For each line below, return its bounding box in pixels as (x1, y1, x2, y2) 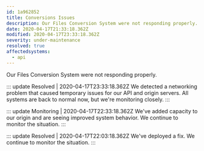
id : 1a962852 (6, 9, 40, 15)
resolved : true (6, 43, 45, 49)
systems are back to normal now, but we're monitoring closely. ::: (6, 96, 170, 103)
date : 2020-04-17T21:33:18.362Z (6, 26, 89, 32)
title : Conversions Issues (6, 15, 75, 21)
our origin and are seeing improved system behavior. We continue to (6, 114, 178, 121)
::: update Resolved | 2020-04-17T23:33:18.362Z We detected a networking (6, 83, 197, 90)
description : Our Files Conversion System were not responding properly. (6, 20, 199, 26)
